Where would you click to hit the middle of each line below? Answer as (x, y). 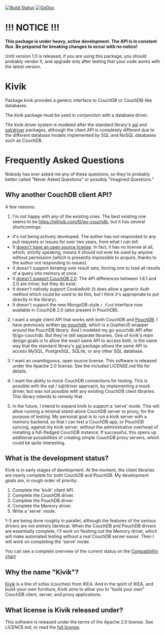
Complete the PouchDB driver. (43, 501)
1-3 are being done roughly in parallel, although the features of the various (81, 521)
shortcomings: (27, 227)
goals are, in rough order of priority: (41, 481)
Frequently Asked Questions (65, 160)
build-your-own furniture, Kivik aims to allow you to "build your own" (75, 589)
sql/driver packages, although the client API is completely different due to (80, 130)
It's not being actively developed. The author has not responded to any (84, 236)
